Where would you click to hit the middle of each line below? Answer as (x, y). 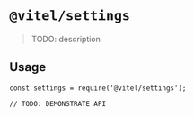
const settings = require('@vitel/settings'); (98, 88)
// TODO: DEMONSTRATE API (57, 103)
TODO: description (66, 39)
